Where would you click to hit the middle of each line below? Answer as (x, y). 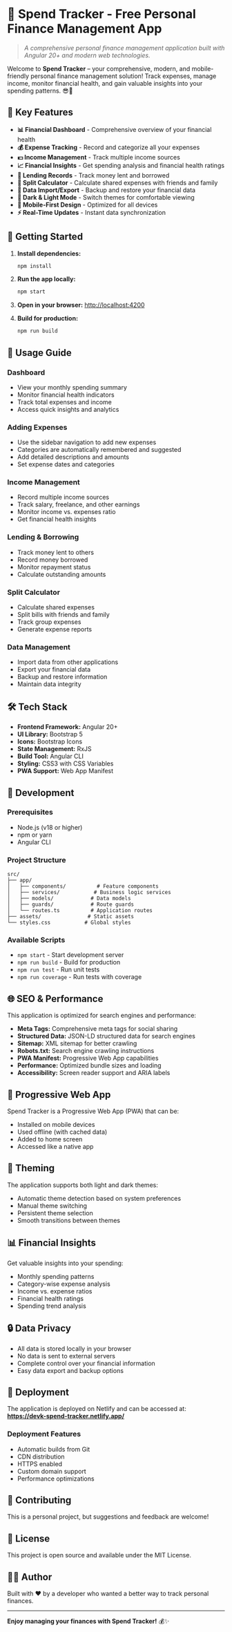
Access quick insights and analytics (68, 409)
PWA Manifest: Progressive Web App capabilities (88, 1058)
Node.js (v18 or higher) (50, 827)
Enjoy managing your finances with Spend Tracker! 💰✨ (88, 1621)
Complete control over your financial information (86, 1363)
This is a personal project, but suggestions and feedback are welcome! (108, 1517)
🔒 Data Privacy (39, 1328)
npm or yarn (35, 835)
